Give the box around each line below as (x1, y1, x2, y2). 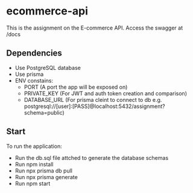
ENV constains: (14, 77, 54, 84)
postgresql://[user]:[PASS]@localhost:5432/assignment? (24, 103, 166, 110)
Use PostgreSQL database (14, 64, 81, 71)
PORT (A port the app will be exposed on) (24, 83, 128, 90)
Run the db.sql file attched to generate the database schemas (14, 154, 169, 161)
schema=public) (24, 109, 65, 116)
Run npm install (14, 160, 54, 168)
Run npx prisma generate (14, 173, 78, 180)
